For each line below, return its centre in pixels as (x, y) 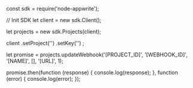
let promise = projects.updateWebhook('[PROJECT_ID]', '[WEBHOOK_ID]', (97, 55)
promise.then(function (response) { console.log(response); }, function (92, 73)
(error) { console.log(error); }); (43, 79)
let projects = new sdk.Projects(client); (54, 32)
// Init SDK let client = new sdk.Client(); (54, 20)
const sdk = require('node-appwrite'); (53, 9)
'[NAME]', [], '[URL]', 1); (35, 61)
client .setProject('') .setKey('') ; (45, 43)
